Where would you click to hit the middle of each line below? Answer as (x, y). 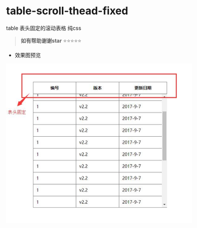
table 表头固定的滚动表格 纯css (44, 28)
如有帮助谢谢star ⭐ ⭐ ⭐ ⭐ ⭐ (51, 40)
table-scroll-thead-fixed (67, 11)
